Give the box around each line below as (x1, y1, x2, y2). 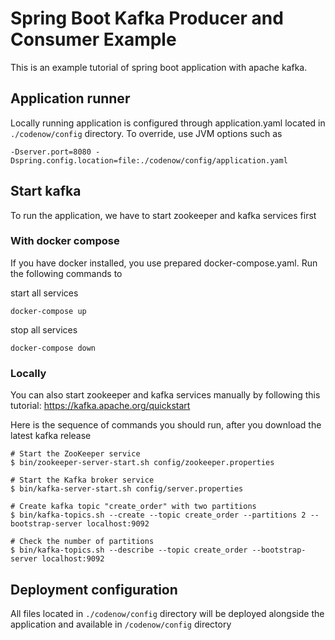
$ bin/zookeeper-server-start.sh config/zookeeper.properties (10, 458, 275, 468)
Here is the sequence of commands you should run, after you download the (10, 419, 322, 431)
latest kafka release (10, 430, 92, 442)
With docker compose (10, 234, 120, 248)
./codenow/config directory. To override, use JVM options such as (10, 127, 283, 139)
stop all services (10, 323, 78, 336)
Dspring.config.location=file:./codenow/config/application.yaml (10, 155, 288, 166)
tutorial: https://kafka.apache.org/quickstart (10, 400, 191, 412)
